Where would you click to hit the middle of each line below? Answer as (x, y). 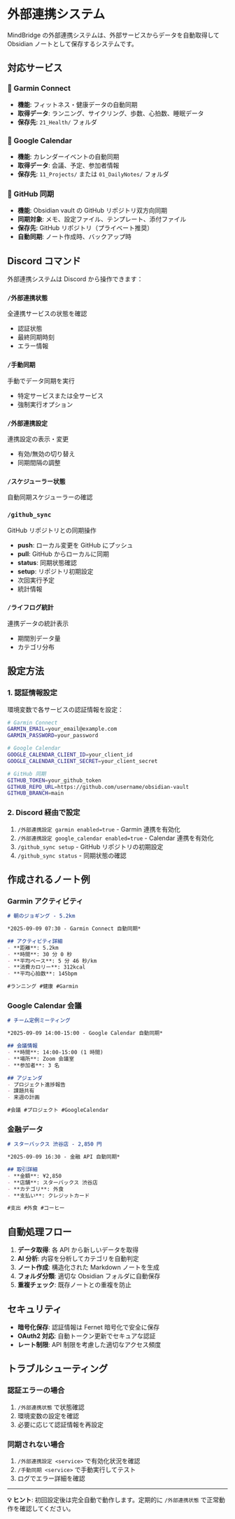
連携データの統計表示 (38, 623)
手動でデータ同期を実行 (41, 380)
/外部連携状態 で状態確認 (51, 1407)
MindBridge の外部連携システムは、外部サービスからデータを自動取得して (114, 35)
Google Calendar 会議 (44, 1006)
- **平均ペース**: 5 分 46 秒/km (52, 961)
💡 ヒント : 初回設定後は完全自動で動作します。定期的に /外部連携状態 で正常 (113, 1499)
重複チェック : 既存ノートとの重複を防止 (74, 1285)
